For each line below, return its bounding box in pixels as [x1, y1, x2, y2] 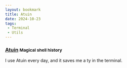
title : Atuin [5, 12, 32, 17]
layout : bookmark [5, 7, 41, 12]
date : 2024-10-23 [5, 16, 41, 21]
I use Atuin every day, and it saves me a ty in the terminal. [5, 58, 123, 64]
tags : [5, 21, 16, 26]
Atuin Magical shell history [5, 46, 63, 53]
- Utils [7, 30, 23, 35]
